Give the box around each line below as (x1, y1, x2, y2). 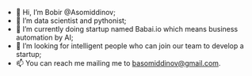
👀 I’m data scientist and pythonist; (15, 16, 127, 25)
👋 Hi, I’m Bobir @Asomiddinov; (15, 8, 116, 17)
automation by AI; (15, 32, 74, 42)
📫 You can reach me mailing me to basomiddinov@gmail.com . (15, 59, 221, 67)
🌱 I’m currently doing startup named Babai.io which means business (15, 25, 239, 33)
